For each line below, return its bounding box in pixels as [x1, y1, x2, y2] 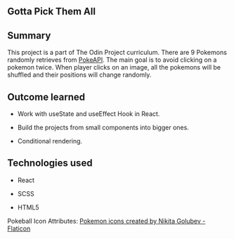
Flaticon [7, 224, 31, 233]
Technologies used [7, 157, 93, 169]
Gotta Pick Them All [7, 6, 96, 18]
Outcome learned [7, 91, 86, 103]
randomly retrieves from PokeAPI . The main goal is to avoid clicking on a [7, 56, 217, 64]
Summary [7, 30, 51, 41]
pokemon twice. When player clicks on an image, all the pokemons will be [7, 63, 221, 72]
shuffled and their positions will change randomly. [7, 70, 152, 79]
